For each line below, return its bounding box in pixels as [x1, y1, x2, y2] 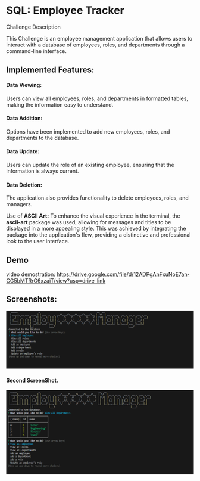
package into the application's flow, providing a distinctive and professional [6, 231, 191, 238]
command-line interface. [6, 47, 67, 54]
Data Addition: [6, 114, 43, 122]
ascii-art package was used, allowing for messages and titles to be [6, 219, 171, 226]
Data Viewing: [6, 81, 42, 88]
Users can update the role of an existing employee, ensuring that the [6, 161, 174, 168]
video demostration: [6, 271, 55, 278]
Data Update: [6, 148, 40, 155]
